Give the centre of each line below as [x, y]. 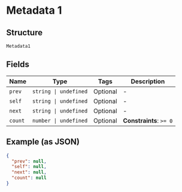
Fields [18, 64]
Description [148, 81]
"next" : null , [29, 172]
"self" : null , [29, 167]
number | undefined [60, 121]
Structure [25, 33]
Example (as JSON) [43, 142]
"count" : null [29, 178]
